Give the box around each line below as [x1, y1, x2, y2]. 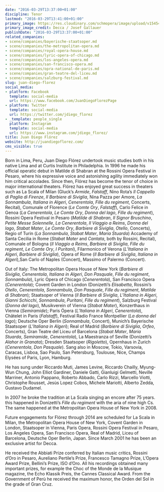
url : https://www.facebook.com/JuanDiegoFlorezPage [9, 99, 117, 104]
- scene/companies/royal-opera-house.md [5, 48, 89, 53]
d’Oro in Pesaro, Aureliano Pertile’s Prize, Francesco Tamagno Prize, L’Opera [5, 455, 159, 461]
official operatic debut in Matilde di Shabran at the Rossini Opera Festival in [5, 168, 156, 174]
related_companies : [5, 35, 45, 40]
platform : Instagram [9, 121, 51, 126]
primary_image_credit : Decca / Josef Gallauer [5, 26, 102, 30]
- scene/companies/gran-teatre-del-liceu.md [5, 71, 97, 76]
